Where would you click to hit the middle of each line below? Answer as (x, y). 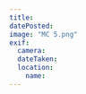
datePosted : (31, 26)
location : (35, 68)
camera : (32, 51)
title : (21, 17)
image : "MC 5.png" (43, 34)
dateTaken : (38, 59)
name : (36, 76)
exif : (19, 43)
